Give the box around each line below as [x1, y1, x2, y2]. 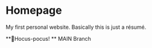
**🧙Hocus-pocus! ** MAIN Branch [5, 35, 92, 42]
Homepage [5, 4, 62, 17]
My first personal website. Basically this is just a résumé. [5, 23, 147, 31]
